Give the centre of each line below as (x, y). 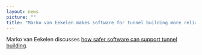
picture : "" (21, 17)
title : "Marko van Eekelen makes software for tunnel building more (94, 22)
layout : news (23, 12)
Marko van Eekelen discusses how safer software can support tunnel (92, 40)
